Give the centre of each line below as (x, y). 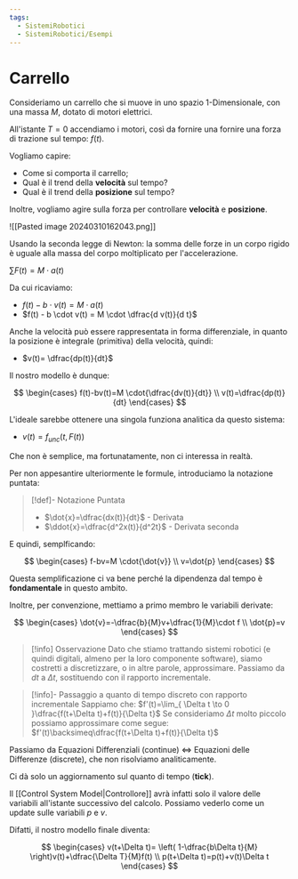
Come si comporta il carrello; (75, 173)
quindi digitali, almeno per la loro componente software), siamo (146, 658)
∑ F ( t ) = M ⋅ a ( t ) (37, 270)
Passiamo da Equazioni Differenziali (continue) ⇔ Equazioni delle (130, 750)
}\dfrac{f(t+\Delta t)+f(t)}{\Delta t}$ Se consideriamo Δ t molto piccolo (158, 714)
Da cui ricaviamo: (41, 288)
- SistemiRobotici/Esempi (65, 34)
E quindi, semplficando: (52, 544)
